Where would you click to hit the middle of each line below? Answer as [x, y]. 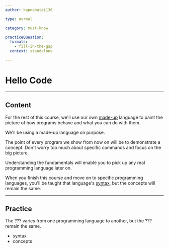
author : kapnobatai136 [29, 10]
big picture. [17, 153]
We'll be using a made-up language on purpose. [55, 132]
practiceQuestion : [24, 37]
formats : [19, 42]
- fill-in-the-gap [33, 47]
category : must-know [27, 28]
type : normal [19, 19]
